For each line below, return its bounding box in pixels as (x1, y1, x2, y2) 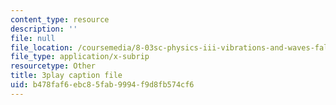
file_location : (10, 42, 74, 53)
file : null (10, 33, 56, 43)
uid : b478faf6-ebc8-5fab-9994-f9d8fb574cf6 (10, 80, 195, 90)
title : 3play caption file (10, 71, 123, 81)
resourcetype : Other (10, 61, 97, 71)
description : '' (10, 24, 78, 34)
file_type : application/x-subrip (10, 52, 150, 62)
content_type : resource (10, 14, 110, 25)
